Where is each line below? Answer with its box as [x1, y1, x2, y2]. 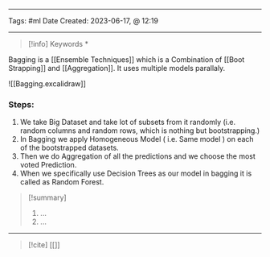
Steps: [8, 98, 35, 110]
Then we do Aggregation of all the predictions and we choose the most [19, 151, 256, 161]
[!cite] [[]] [27, 240, 60, 250]
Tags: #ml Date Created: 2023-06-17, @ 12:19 [8, 16, 159, 25]
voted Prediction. [19, 160, 77, 170]
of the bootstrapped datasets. [19, 143, 119, 153]
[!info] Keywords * [27, 39, 88, 48]
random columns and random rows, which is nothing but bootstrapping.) [19, 126, 260, 135]
